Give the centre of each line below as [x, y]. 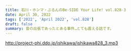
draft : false [19, 24]
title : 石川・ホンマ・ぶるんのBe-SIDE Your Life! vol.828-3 [66, 10]
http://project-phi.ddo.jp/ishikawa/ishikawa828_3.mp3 [62, 43]
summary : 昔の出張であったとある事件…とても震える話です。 [59, 29]
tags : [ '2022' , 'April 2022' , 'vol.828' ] [50, 19]
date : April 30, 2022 [28, 15]
